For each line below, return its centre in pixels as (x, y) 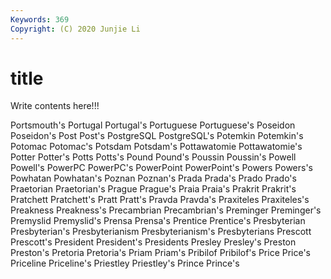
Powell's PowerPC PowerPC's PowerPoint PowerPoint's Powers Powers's (161, 168)
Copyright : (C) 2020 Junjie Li (75, 29)
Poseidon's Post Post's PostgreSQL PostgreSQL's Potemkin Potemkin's (157, 136)
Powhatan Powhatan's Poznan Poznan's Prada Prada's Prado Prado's (153, 178)
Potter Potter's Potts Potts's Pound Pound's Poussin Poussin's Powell (153, 157)
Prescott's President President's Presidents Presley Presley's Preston (153, 242)
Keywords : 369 (40, 19)
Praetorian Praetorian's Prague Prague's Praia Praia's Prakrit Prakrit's (153, 189)
